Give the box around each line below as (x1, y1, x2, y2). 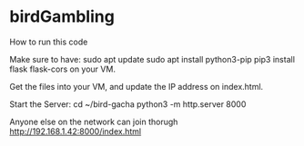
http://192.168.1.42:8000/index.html (9, 125, 142, 137)
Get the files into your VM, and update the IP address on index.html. (9, 81, 264, 92)
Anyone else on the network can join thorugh (9, 116, 178, 127)
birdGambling (9, 6, 116, 27)
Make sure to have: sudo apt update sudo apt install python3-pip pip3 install (9, 54, 296, 64)
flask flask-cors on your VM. (9, 63, 117, 74)
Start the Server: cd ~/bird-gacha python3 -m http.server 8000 (9, 98, 247, 110)
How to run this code (9, 36, 88, 47)
